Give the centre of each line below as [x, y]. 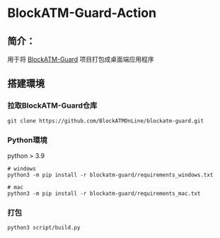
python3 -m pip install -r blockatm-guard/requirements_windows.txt [110, 175]
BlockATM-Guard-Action [82, 13]
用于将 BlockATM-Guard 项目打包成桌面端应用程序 [81, 59]
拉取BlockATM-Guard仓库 [52, 106]
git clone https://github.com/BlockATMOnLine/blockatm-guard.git [105, 121]
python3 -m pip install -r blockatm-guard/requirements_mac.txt [104, 193]
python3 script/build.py [44, 228]
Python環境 [27, 140]
